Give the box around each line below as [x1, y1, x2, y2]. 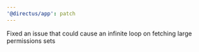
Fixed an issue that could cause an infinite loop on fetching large [6, 29, 193, 37]
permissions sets [6, 36, 56, 45]
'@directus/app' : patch [6, 10, 76, 17]
